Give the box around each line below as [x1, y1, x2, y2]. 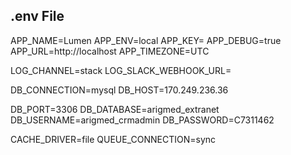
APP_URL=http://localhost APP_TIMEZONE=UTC [10, 45, 210, 57]
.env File [10, 8, 65, 25]
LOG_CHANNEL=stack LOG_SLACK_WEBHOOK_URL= [10, 64, 232, 76]
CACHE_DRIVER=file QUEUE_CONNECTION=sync [10, 133, 217, 145]
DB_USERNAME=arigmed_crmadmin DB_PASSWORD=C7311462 [10, 114, 275, 126]
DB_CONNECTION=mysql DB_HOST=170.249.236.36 [10, 84, 229, 96]
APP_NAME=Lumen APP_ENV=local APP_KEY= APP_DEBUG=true [10, 34, 282, 46]
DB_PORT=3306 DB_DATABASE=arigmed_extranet [10, 103, 220, 115]
